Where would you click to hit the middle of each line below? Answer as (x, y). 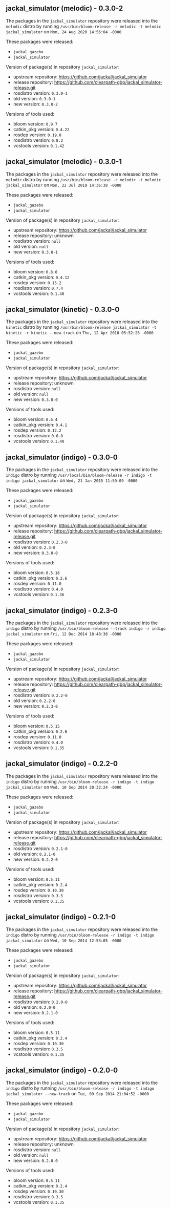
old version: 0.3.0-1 (34, 98)
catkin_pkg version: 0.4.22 (41, 129)
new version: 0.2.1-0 (35, 1012)
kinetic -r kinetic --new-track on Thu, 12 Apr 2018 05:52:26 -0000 (80, 333)
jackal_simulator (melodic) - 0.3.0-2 (65, 8)
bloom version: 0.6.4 (35, 419)
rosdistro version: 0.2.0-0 (40, 1002)
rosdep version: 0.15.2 (37, 282)
